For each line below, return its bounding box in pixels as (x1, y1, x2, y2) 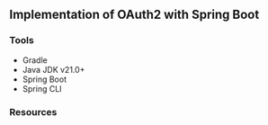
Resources (9, 105, 58, 118)
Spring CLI (22, 83, 62, 94)
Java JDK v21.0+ (22, 64, 85, 75)
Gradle (22, 54, 48, 66)
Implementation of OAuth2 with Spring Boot (9, 7, 260, 22)
